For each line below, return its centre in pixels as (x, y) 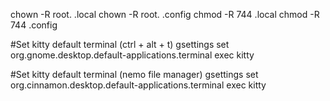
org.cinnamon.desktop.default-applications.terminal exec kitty (138, 85)
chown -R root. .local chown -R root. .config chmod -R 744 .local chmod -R (165, 14)
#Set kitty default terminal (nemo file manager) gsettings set (134, 74)
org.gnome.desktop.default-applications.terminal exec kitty (132, 55)
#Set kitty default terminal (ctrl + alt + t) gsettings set (120, 44)
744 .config (34, 25)
